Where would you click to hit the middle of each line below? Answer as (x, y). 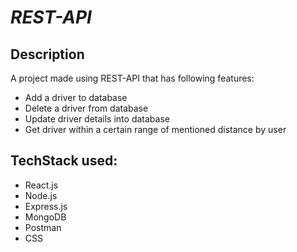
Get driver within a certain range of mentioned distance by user (155, 129)
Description (47, 54)
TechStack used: (64, 161)
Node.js (41, 195)
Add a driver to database (76, 97)
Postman (43, 227)
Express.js (46, 206)
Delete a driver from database (86, 108)
